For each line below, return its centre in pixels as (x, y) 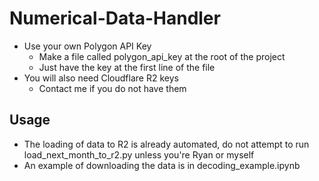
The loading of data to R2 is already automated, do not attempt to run (166, 144)
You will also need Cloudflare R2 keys (101, 78)
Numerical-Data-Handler (115, 18)
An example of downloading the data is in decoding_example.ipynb (162, 165)
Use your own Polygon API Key (87, 46)
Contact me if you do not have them (112, 88)
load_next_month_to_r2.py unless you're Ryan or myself (139, 154)
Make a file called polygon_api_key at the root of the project (162, 56)
